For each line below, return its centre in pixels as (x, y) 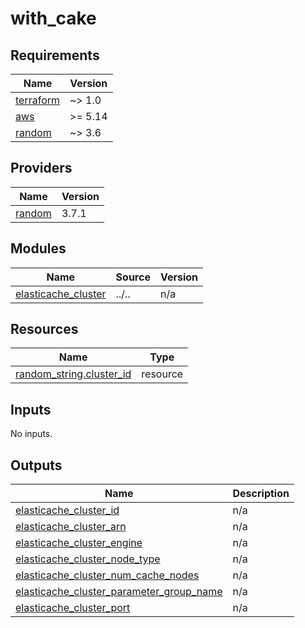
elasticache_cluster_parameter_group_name (119, 592)
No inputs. (31, 434)
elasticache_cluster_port (73, 608)
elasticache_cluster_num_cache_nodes (107, 575)
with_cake (53, 18)
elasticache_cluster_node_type (88, 559)
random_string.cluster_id (73, 374)
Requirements (55, 55)
